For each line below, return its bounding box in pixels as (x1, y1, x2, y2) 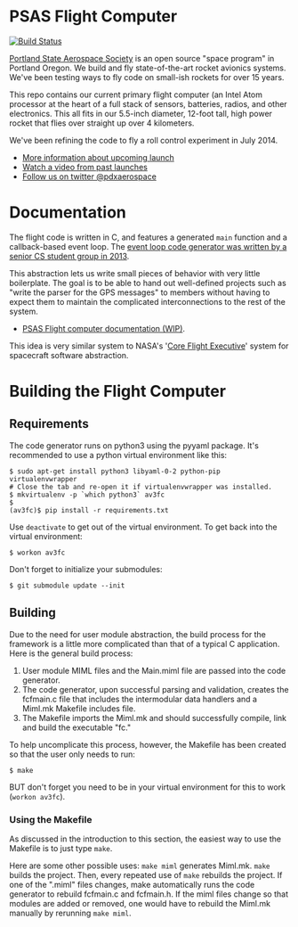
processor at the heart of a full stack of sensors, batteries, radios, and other (9, 98, 287, 109)
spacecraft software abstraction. (9, 349, 129, 360)
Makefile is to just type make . (9, 842, 113, 853)
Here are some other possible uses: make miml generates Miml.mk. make (9, 860, 270, 871)
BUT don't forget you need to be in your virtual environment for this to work (9, 782, 286, 792)
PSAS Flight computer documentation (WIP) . (21, 323, 185, 333)
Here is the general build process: (9, 648, 133, 659)
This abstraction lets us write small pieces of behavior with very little (9, 267, 261, 278)
